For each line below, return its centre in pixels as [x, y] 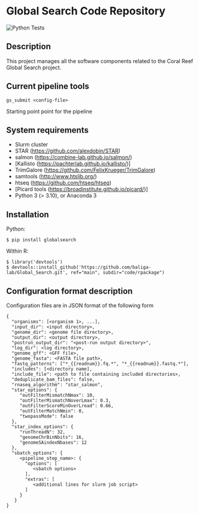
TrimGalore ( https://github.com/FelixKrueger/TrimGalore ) [85, 170]
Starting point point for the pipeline [49, 111]
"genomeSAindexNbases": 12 [53, 443]
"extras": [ [40, 479]
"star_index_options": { [43, 427]
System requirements [47, 130]
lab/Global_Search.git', [37, 273]
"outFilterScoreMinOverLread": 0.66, [67, 406]
